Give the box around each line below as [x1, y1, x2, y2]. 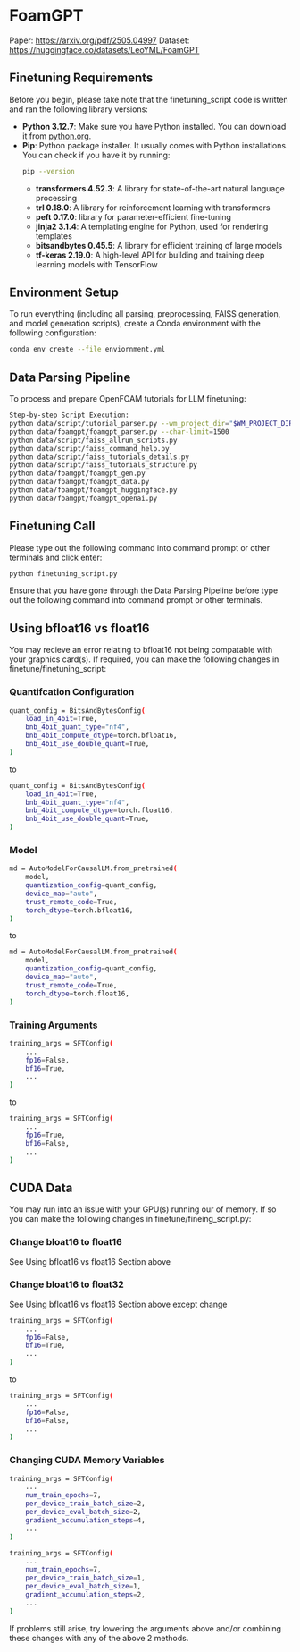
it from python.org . [21, 131, 92, 141]
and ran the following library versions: [9, 104, 149, 114]
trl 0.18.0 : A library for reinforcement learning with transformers [35, 202, 271, 213]
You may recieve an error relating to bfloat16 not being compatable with [9, 645, 273, 656]
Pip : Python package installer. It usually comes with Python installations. [21, 140, 288, 150]
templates [35, 230, 73, 241]
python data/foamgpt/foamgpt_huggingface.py [9, 486, 178, 495]
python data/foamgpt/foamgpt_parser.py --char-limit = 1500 [9, 427, 229, 436]
